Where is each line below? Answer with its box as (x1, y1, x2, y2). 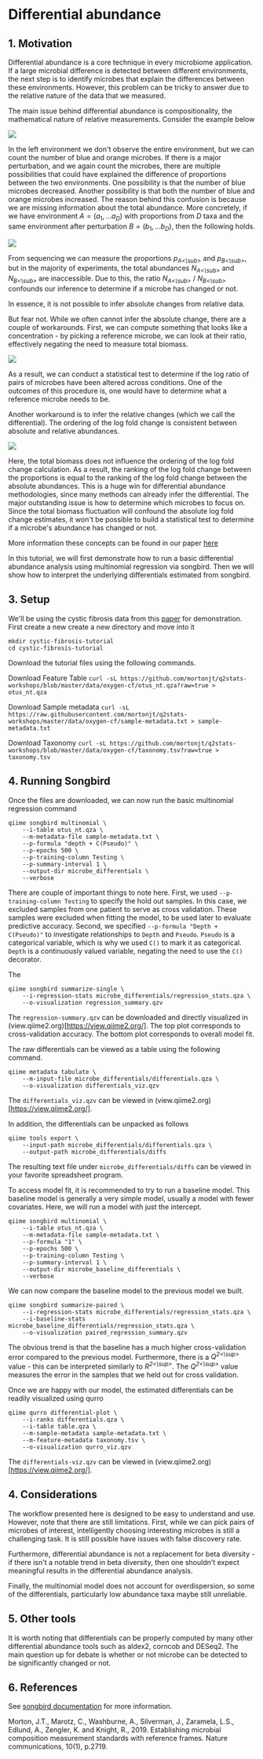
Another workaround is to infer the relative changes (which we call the (8, 409, 236, 419)
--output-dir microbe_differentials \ (22, 867, 149, 875)
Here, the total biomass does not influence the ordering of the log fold (8, 456, 234, 465)
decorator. (8, 955, 42, 964)
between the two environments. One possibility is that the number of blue (8, 178, 246, 187)
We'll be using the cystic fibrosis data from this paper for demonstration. (8, 614, 243, 623)
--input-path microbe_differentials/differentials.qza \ (22, 1141, 213, 1149)
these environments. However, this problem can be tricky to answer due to (8, 82, 250, 92)
